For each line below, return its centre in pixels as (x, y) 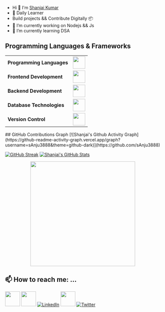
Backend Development (35, 91)
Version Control (27, 119)
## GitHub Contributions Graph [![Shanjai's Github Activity (64, 134)
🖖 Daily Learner (28, 13)
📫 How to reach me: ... (41, 280)
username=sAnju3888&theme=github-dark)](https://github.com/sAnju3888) (83, 145)
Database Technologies (36, 105)
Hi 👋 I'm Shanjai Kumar (35, 8)
